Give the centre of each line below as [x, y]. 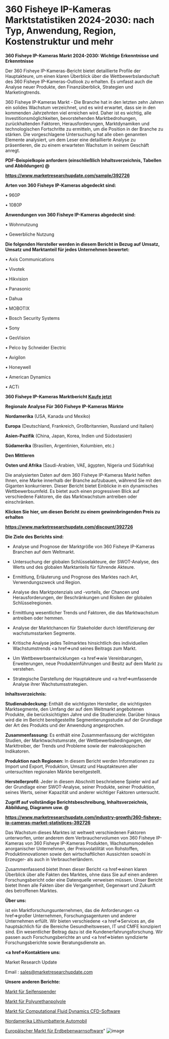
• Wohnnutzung [22, 224]
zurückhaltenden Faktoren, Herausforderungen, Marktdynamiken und [77, 123]
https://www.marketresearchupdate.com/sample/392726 [68, 175]
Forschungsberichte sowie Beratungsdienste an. [55, 942]
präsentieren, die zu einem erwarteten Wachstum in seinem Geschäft [77, 145]
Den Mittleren [20, 455]
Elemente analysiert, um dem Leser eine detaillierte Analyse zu [71, 140]
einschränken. [20, 502]
